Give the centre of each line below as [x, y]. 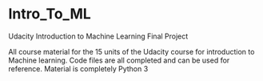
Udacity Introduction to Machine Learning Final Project [98, 36]
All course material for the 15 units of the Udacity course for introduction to [131, 51]
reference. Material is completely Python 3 [78, 68]
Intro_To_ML [50, 14]
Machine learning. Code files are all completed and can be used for [119, 60]
